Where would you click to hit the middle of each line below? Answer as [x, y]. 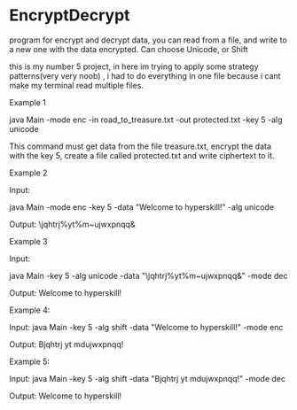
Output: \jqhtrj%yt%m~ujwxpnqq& [72, 224]
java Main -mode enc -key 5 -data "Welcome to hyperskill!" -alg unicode [142, 207]
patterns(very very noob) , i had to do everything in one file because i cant [145, 75]
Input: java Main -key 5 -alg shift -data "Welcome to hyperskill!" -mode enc [146, 327]
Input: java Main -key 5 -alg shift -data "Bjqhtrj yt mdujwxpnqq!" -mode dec [148, 378]
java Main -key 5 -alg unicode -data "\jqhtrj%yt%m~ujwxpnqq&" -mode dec [148, 275]
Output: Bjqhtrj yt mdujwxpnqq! [66, 344]
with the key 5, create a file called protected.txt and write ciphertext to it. [142, 155]
